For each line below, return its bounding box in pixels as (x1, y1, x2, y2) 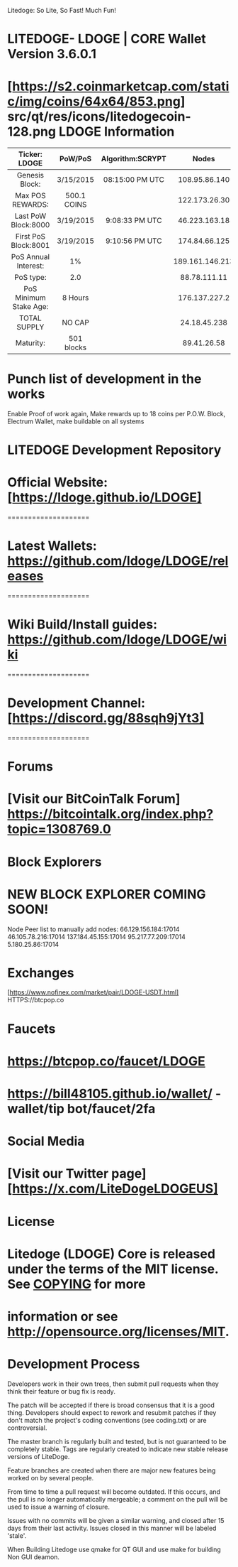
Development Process (7, 1356, 140, 1372)
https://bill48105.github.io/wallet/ (7, 1086, 212, 1102)
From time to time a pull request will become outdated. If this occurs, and (7, 1487, 221, 1496)
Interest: (16, 261, 45, 271)
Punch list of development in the (7, 371, 202, 387)
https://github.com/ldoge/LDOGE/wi (7, 631, 227, 648)
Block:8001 (11, 241, 50, 251)
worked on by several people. (7, 1473, 94, 1482)
